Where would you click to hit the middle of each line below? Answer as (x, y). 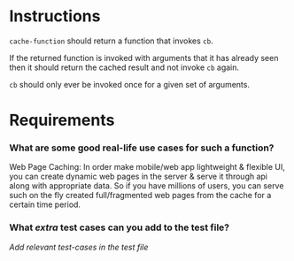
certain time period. (45, 204)
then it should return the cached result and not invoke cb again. (124, 67)
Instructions (55, 16)
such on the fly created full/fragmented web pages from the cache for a (140, 196)
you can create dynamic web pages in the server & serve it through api (139, 177)
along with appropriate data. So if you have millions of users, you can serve (147, 186)
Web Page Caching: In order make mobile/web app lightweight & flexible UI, (147, 167)
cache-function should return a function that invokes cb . (112, 41)
